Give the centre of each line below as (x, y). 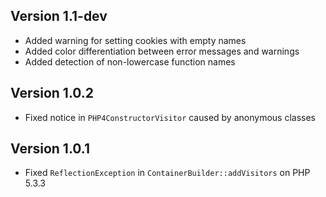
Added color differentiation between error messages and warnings (162, 51)
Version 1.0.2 (52, 93)
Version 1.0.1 (50, 149)
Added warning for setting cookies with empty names (135, 40)
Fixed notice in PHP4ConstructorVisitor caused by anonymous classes (170, 117)
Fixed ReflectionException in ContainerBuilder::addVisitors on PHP (167, 173)
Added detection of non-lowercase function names (130, 61)
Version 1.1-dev (59, 16)
